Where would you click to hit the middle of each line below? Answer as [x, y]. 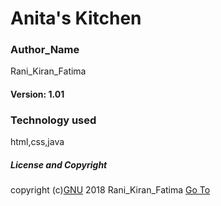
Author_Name [45, 50]
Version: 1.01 [37, 94]
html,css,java [37, 142]
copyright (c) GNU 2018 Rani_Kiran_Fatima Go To [110, 190]
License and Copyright [59, 164]
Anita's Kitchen [76, 18]
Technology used [53, 120]
